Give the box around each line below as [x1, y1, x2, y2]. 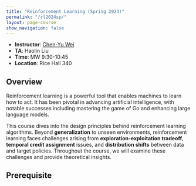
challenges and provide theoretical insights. [6, 154, 111, 161]
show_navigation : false [6, 25, 65, 31]
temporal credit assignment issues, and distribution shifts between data [6, 141, 184, 148]
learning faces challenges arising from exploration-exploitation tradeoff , [6, 135, 184, 142]
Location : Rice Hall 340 [14, 60, 72, 67]
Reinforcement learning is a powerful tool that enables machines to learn [6, 92, 182, 100]
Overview [6, 77, 43, 87]
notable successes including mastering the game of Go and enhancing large [6, 105, 191, 112]
